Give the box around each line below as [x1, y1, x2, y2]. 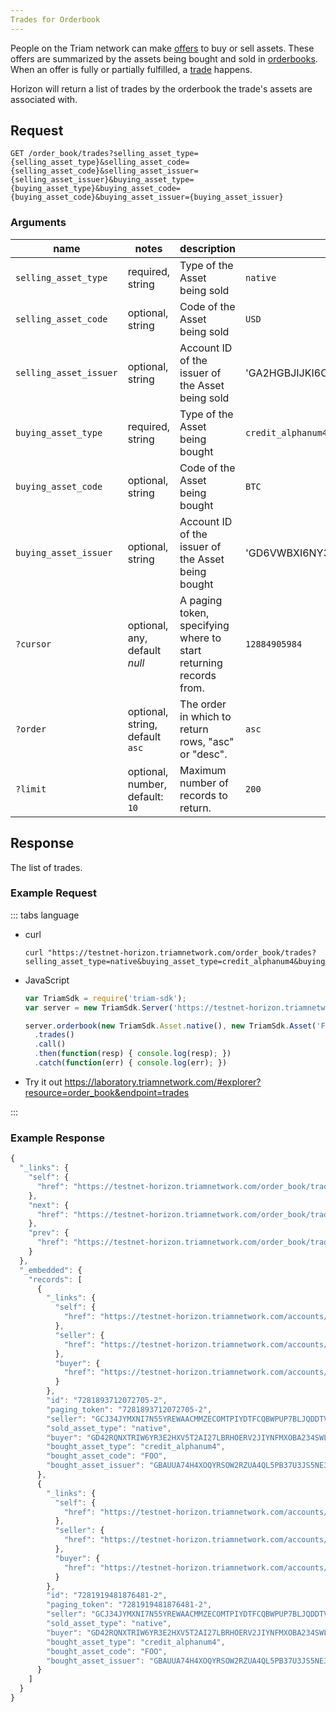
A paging [179, 593, 223, 607]
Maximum [179, 763, 227, 777]
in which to [179, 709, 232, 723]
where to [179, 631, 222, 645]
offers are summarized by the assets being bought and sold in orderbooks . [10, 52, 318, 65]
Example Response [10, 1131, 106, 1145]
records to [179, 788, 228, 802]
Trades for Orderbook [10, 14, 101, 25]
